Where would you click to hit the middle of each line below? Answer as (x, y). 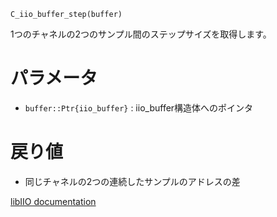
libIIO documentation (53, 201)
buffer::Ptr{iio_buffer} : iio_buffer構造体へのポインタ (139, 107)
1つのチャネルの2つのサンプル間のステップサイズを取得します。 (141, 34)
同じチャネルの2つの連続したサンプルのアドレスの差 (132, 181)
